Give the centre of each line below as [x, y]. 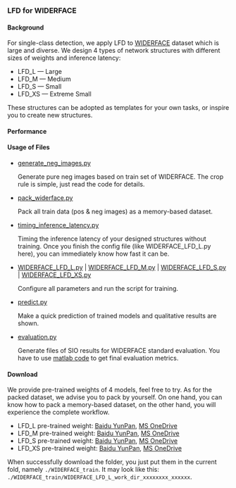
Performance [27, 131]
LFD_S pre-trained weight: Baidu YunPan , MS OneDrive [98, 441]
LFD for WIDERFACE [42, 11]
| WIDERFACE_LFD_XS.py [54, 275]
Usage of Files [29, 147]
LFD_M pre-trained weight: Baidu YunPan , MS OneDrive [98, 433]
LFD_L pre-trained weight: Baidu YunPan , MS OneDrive [97, 426]
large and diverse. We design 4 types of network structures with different [114, 51]
